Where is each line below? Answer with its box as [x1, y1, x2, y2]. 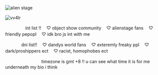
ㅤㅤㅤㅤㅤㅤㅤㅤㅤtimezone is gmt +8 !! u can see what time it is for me [5, 59, 151, 64]
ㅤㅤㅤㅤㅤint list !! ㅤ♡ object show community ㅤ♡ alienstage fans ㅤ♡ [5, 25, 154, 31]
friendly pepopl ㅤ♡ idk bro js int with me [5, 31, 90, 37]
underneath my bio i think [5, 64, 58, 70]
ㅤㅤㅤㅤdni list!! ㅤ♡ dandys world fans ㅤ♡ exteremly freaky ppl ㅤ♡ [5, 42, 150, 48]
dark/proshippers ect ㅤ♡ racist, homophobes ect [5, 48, 108, 54]
